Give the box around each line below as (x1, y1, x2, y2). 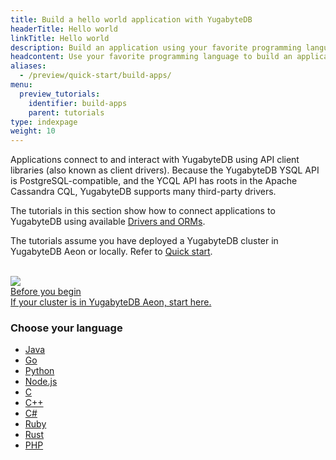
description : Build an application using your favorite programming (10, 42, 302, 53)
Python (24, 365, 55, 377)
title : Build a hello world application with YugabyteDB (10, 14, 253, 25)
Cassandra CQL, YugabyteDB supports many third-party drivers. (10, 186, 277, 198)
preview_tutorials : (19, 89, 101, 99)
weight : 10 (10, 126, 56, 136)
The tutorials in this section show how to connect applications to (10, 205, 276, 217)
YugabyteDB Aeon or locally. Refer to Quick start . (10, 246, 213, 258)
